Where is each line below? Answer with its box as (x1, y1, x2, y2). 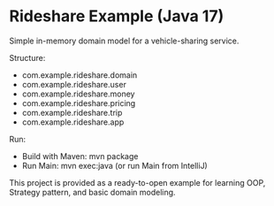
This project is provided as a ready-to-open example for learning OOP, (9, 177, 266, 187)
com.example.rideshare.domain (21, 69, 138, 80)
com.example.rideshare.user (21, 79, 126, 89)
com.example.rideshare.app (21, 117, 125, 127)
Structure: (9, 52, 46, 63)
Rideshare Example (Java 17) (9, 6, 225, 27)
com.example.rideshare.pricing (21, 97, 136, 108)
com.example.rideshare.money (21, 88, 135, 99)
